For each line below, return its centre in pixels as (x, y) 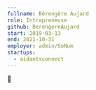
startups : (22, 53)
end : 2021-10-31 (31, 40)
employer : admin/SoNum (40, 46)
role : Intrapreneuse (37, 20)
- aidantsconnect (39, 59)
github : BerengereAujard (43, 27)
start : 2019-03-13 (34, 33)
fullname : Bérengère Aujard (48, 14)
